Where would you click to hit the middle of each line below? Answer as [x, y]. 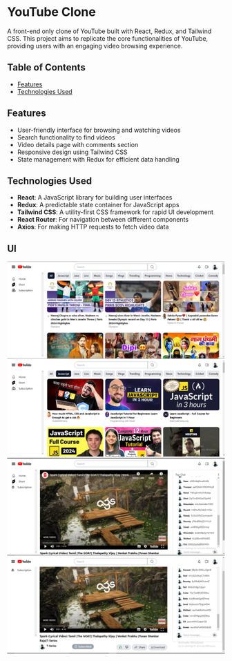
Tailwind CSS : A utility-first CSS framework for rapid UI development [115, 212]
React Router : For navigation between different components [103, 220]
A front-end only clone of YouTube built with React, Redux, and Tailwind [109, 31]
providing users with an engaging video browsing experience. [95, 46]
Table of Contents [47, 67]
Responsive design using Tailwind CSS [72, 152]
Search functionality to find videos [66, 137]
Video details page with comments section [78, 144]
